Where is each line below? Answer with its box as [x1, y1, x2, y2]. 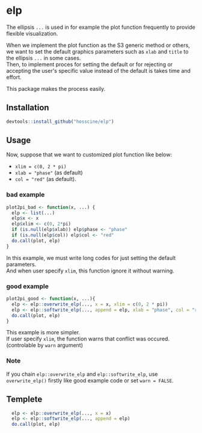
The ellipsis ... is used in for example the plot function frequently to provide [6, 23, 195, 31]
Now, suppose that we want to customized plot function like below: [6, 151, 173, 158]
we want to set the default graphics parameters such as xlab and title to [6, 48, 189, 55]
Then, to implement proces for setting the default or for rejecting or [6, 61, 173, 68]
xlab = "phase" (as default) [14, 169, 83, 176]
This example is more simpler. [6, 329, 80, 336]
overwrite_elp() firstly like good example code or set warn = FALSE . [6, 376, 174, 384]
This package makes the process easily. [6, 85, 106, 92]
